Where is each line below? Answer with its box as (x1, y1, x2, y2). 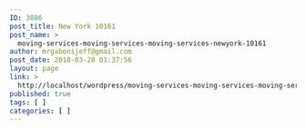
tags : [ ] (9, 97, 47, 107)
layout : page (9, 64, 59, 74)
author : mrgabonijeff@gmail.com (9, 47, 132, 56)
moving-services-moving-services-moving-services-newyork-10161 (17, 38, 267, 48)
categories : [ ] (9, 106, 71, 115)
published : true (9, 89, 71, 98)
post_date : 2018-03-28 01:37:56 (9, 55, 132, 64)
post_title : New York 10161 (9, 22, 117, 31)
